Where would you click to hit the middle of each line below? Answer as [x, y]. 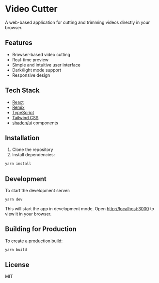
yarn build [16, 250]
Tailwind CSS [25, 117]
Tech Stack [22, 91]
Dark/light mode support [37, 70]
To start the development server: [38, 191]
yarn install [18, 164]
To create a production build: [34, 241]
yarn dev [14, 200]
